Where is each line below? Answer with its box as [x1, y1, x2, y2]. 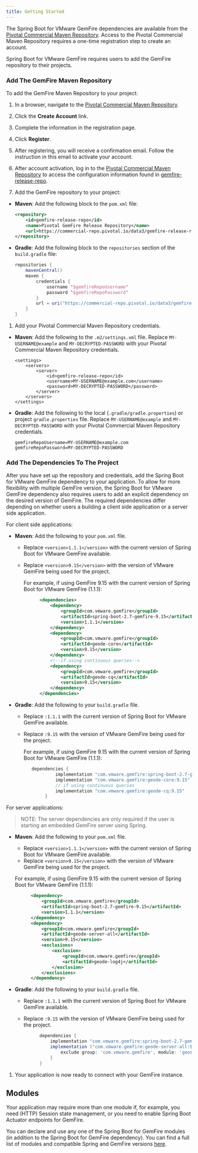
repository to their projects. [6, 61, 72, 69]
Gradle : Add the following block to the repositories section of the [14, 244, 176, 251]
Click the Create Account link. [14, 112, 88, 119]
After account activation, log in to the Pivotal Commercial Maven [14, 164, 171, 171]
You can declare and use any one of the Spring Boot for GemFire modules [6, 1128, 186, 1135]
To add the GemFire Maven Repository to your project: [6, 89, 138, 96]
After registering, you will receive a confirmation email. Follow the [14, 147, 174, 154]
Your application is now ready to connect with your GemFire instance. [14, 1071, 184, 1078]
